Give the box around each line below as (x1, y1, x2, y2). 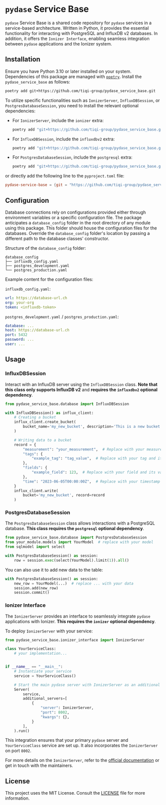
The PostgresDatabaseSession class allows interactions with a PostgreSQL (5, 520, 155, 526)
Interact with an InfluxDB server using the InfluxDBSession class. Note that (5, 381, 158, 387)
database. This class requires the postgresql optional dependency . (5, 526, 144, 532)
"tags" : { (23, 451, 43, 456)
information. (5, 795, 30, 802)
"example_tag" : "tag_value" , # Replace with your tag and (31, 456, 156, 461)
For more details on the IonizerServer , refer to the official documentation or (5, 758, 160, 763)
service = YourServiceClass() (14, 673, 77, 678)
